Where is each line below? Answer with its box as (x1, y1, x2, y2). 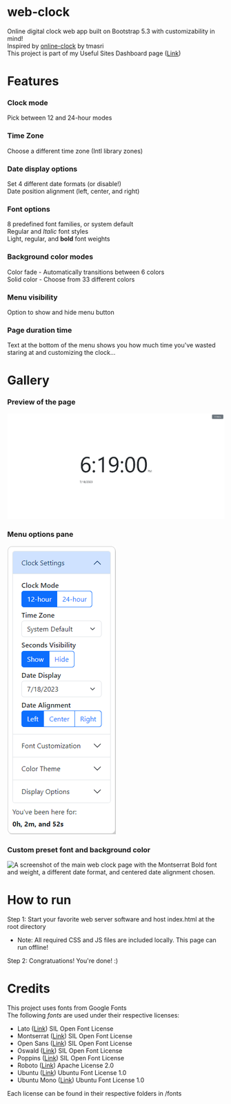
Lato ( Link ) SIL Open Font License (17, 1024, 114, 1033)
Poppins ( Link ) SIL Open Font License (17, 1054, 125, 1062)
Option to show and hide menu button (7, 308, 115, 316)
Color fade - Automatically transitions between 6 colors (7, 268, 165, 276)
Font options (7, 204, 50, 214)
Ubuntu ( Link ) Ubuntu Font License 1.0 (17, 1069, 127, 1077)
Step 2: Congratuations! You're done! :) (7, 957, 119, 965)
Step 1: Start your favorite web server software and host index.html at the (7, 915, 215, 923)
